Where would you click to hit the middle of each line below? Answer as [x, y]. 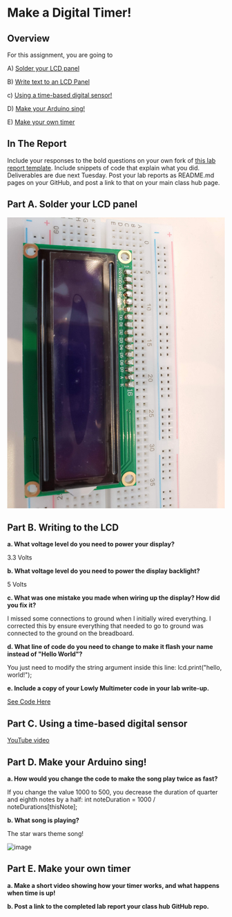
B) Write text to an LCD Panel [48, 82]
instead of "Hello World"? [45, 654]
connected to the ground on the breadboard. [71, 633]
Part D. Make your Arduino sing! [77, 762]
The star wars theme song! [46, 834]
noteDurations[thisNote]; [42, 807]
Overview [29, 38]
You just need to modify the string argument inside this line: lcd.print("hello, [115, 668]
